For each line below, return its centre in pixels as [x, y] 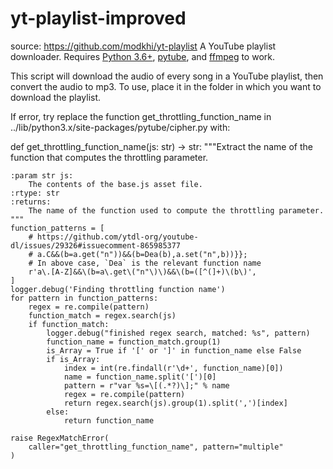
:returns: [31, 202]
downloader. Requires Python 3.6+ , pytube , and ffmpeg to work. [143, 56]
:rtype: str [35, 193]
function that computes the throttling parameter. [109, 157]
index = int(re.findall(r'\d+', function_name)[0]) [173, 368]
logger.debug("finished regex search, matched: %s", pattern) [178, 333]
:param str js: [42, 175]
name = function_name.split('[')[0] [140, 377]
